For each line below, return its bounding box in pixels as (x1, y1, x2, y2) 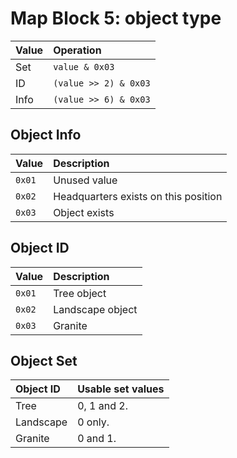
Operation (53, 43, 102, 57)
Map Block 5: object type (10, 7, 222, 30)
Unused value (53, 173, 118, 187)
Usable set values (77, 382, 165, 396)
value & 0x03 (53, 61, 115, 72)
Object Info (10, 127, 82, 144)
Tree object (53, 286, 107, 300)
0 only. (77, 415, 110, 429)
